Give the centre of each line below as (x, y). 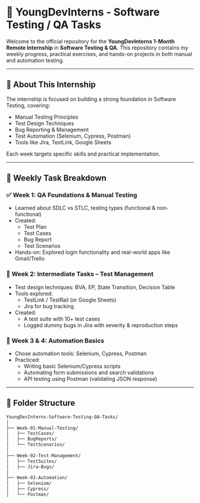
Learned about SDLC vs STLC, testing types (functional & (85, 208)
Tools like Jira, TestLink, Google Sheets (63, 142)
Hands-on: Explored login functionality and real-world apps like (93, 252)
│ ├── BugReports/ (32, 439)
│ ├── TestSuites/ (32, 461)
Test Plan (35, 227)
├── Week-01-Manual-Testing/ (42, 428)
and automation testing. (35, 60)
